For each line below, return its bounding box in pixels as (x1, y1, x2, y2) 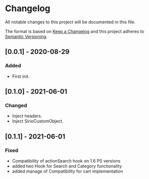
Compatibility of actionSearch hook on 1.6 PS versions (12, 158, 121, 163)
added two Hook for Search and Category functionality (12, 163, 122, 169)
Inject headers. (12, 113, 42, 119)
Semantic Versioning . (5, 34, 48, 39)
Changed (5, 102, 28, 108)
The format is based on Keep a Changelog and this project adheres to (5, 28, 145, 34)
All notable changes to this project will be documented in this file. (5, 19, 136, 25)
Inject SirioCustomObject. (12, 118, 64, 124)
